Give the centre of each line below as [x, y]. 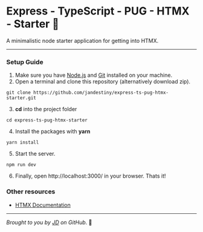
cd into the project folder [46, 109]
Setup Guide [25, 62]
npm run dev [21, 165]
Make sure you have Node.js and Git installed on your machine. [94, 75]
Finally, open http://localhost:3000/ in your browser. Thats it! [90, 176]
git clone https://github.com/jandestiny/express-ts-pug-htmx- [88, 93]
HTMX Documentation [43, 205]
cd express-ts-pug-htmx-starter [47, 120]
